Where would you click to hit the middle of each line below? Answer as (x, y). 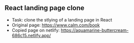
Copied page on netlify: (36, 30)
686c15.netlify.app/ (31, 35)
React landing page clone (45, 8)
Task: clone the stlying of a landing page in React (62, 20)
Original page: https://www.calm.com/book (56, 25)
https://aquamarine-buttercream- (95, 30)
